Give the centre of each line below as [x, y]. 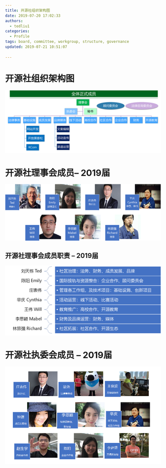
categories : [17, 31]
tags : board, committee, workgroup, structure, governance [67, 42]
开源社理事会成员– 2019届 [58, 173]
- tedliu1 [20, 26]
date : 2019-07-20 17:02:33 [33, 16]
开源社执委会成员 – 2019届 [59, 355]
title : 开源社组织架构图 [28, 10]
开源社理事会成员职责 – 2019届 [52, 256]
